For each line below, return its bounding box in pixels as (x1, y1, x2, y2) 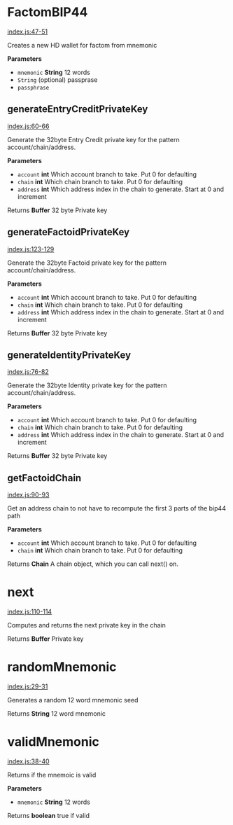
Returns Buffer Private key (7, 635, 84, 643)
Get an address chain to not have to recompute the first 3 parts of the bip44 (7, 504, 226, 513)
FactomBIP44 (7, 4, 88, 20)
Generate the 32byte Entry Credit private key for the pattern (7, 135, 180, 144)
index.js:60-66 (7, 122, 50, 130)
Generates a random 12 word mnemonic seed (7, 696, 139, 705)
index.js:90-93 (7, 491, 50, 499)
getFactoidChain (7, 472, 82, 484)
